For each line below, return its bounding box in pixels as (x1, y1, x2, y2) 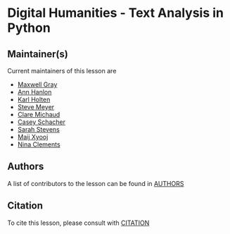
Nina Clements (17, 140, 61, 149)
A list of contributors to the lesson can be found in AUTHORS (7, 179, 184, 187)
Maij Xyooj (17, 133, 49, 141)
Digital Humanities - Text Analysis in (7, 5, 224, 21)
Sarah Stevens (17, 125, 60, 133)
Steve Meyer (17, 103, 55, 111)
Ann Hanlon (17, 88, 52, 96)
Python (7, 20, 51, 36)
